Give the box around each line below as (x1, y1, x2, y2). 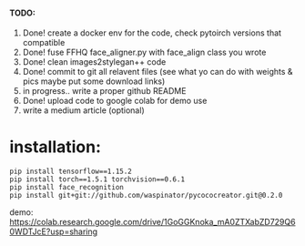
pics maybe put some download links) (22, 76, 166, 87)
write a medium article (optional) (22, 105, 145, 116)
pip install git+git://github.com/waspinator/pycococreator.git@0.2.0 (9, 191, 283, 200)
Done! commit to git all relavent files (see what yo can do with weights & (22, 67, 293, 77)
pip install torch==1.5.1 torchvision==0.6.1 (9, 175, 185, 184)
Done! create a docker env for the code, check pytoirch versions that (22, 27, 282, 38)
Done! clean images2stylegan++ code (22, 56, 167, 67)
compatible (22, 37, 66, 48)
